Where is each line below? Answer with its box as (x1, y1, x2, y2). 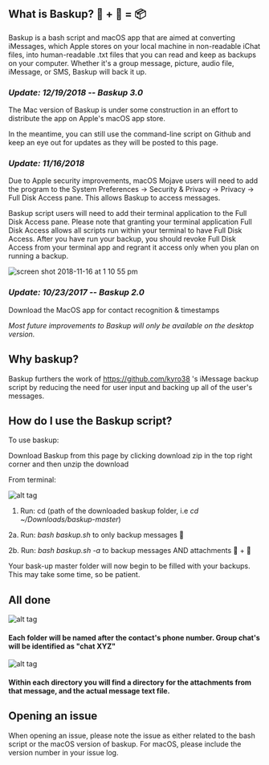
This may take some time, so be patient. (8, 570, 141, 580)
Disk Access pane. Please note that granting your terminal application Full (8, 217, 253, 227)
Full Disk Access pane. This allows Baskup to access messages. (8, 193, 221, 203)
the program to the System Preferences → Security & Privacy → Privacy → (8, 185, 255, 194)
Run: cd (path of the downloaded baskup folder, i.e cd (19, 506, 199, 516)
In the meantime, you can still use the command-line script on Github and (8, 129, 251, 139)
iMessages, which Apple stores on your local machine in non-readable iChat (8, 41, 261, 51)
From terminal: (8, 475, 56, 485)
